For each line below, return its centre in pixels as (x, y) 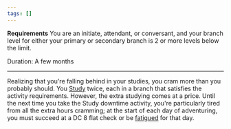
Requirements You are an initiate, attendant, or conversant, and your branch (115, 33)
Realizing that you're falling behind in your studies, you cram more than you (114, 81)
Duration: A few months (41, 61)
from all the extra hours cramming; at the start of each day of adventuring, (112, 110)
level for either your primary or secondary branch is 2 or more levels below (113, 40)
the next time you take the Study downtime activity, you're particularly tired (113, 103)
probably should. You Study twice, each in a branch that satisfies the (104, 88)
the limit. (20, 48)
